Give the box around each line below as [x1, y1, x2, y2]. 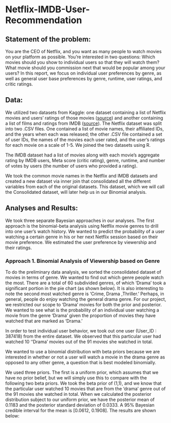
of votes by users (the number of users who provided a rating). [5, 163, 138, 169]
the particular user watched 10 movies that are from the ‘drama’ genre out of [5, 385, 166, 392]
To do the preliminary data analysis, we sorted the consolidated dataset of [5, 269, 162, 275]
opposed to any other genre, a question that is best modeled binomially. [5, 359, 157, 365]
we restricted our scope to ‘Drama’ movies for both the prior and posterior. [5, 301, 162, 307]
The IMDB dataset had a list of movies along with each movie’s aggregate [5, 152, 160, 158]
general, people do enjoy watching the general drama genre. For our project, [5, 296, 166, 302]
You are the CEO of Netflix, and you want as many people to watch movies [5, 49, 162, 54]
